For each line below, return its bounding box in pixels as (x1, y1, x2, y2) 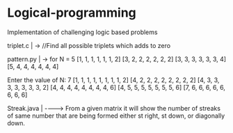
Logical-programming (7, 5, 137, 21)
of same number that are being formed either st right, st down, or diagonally (7, 111, 225, 120)
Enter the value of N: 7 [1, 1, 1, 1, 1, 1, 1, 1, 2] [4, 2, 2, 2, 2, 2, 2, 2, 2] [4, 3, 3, (7, 75, 220, 84)
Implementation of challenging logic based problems (7, 28, 158, 36)
